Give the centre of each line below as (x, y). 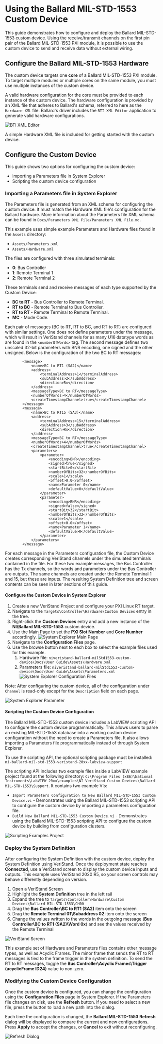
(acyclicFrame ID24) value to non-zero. (45, 968)
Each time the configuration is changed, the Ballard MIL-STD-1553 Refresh (81, 1016)
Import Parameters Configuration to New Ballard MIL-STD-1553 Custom (84, 796)
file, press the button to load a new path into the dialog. (60, 1007)
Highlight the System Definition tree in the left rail (62, 894)
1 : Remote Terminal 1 (33, 272)
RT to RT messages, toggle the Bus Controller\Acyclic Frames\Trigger (76, 963)
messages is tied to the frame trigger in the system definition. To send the (79, 958)
